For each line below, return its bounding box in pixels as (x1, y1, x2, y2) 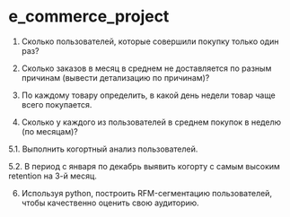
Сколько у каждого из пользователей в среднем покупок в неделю (21, 117, 282, 127)
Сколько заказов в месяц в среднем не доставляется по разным (21, 63, 272, 74)
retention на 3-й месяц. (8, 170, 98, 181)
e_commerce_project (8, 6, 170, 27)
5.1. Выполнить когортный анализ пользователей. (8, 143, 198, 154)
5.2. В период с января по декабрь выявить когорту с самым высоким (8, 161, 280, 171)
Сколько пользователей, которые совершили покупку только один (21, 36, 279, 47)
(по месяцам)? (21, 126, 78, 136)
